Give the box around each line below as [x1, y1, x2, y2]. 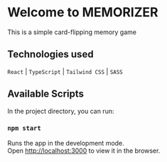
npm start [7, 124, 41, 132]
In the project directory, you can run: [7, 107, 114, 115]
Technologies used [7, 48, 94, 60]
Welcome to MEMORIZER [7, 4, 158, 21]
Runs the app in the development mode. [7, 139, 124, 147]
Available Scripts [7, 88, 84, 100]
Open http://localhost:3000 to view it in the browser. [7, 146, 161, 155]
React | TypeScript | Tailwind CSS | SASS [7, 67, 123, 75]
